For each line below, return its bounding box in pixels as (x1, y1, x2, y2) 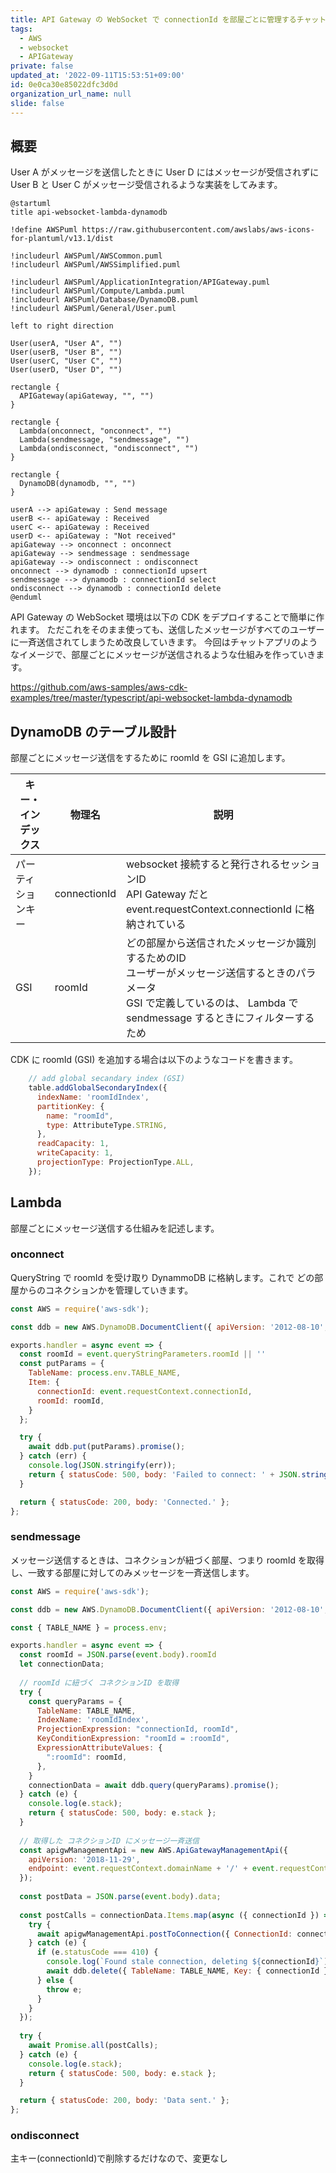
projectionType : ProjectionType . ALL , (36, 1157, 195, 1167)
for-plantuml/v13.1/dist (10, 234, 114, 244)
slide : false (10, 98, 65, 108)
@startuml (10, 199, 52, 209)
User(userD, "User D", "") (10, 365, 123, 375)
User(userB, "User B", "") (10, 347, 123, 358)
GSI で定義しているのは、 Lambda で (126, 996, 299, 1010)
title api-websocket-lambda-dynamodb (10, 207, 168, 218)
